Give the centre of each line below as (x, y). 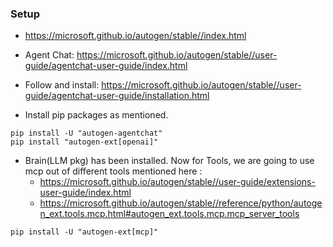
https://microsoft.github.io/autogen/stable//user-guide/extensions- (177, 182)
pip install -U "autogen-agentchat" (86, 133)
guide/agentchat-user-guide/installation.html (117, 96)
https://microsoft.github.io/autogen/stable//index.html (135, 36)
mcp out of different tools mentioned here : (113, 171)
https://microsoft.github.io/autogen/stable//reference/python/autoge (181, 203)
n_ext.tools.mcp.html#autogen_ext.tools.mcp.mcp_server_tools (169, 214)
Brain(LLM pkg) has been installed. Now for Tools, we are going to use (169, 161)
